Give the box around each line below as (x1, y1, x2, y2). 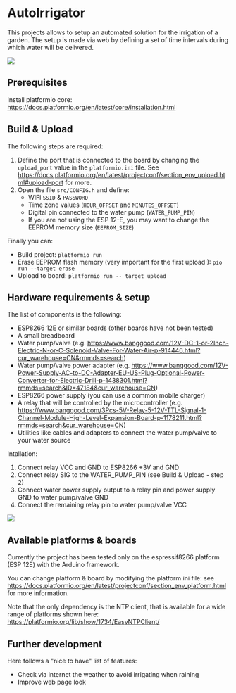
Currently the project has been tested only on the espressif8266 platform (7, 553, 220, 561)
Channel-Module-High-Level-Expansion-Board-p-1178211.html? (17, 414, 202, 422)
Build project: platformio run (17, 250, 102, 258)
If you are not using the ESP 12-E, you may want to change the (27, 215, 209, 224)
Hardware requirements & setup (7, 291, 151, 303)
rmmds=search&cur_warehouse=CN (17, 421, 124, 430)
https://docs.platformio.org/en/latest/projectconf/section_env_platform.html (7, 582, 227, 590)
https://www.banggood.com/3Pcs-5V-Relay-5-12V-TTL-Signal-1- (17, 406, 207, 414)
